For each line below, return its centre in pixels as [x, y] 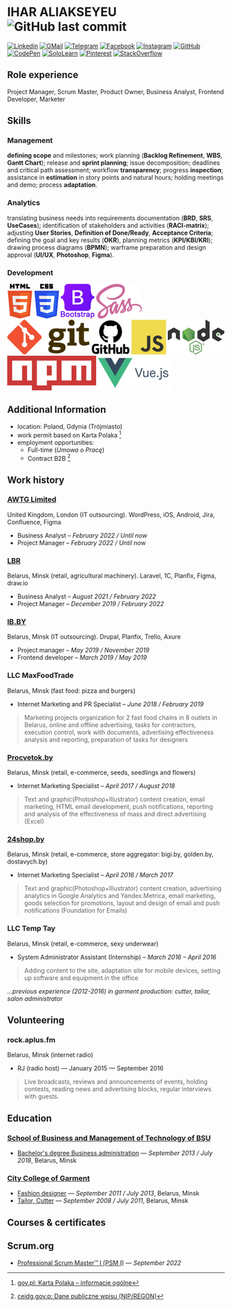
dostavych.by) [28, 861]
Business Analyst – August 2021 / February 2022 [87, 596]
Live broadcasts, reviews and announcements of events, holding [116, 1082]
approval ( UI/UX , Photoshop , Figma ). [61, 255]
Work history [36, 480]
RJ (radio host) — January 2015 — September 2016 [90, 1068]
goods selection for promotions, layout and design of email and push [122, 903]
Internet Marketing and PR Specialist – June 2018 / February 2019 [110, 704]
